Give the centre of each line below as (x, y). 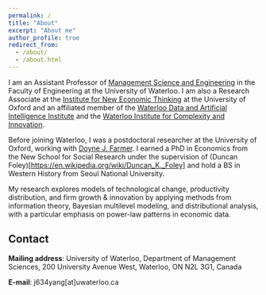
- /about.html (39, 60)
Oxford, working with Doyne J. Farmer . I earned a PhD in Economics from (128, 148)
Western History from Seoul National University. (87, 173)
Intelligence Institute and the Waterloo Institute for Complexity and (116, 116)
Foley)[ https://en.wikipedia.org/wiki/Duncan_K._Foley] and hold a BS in (124, 165)
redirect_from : (33, 45)
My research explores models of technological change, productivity (119, 189)
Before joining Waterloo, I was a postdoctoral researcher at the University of (133, 140)
